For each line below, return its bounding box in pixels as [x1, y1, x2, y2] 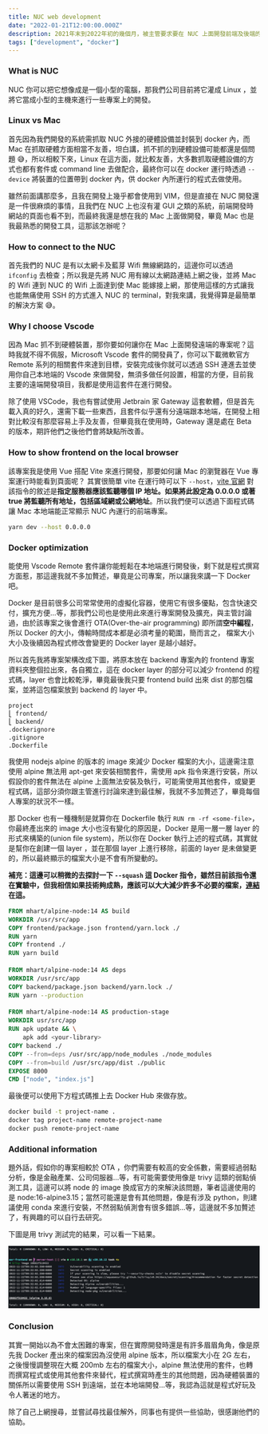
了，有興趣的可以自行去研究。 [8, 1213, 106, 1223]
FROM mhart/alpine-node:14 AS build [8, 907, 130, 915]
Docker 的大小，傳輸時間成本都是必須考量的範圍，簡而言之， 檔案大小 [23, 627, 255, 638]
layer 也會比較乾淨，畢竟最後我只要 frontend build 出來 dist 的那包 [29, 674, 246, 684]
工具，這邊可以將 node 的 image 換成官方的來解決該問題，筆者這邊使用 [14, 1183, 249, 1192]
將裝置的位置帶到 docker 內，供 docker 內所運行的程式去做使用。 [31, 174, 246, 184]
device [8, 176, 30, 184]
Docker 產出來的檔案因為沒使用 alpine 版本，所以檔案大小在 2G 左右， [23, 1349, 255, 1360]
